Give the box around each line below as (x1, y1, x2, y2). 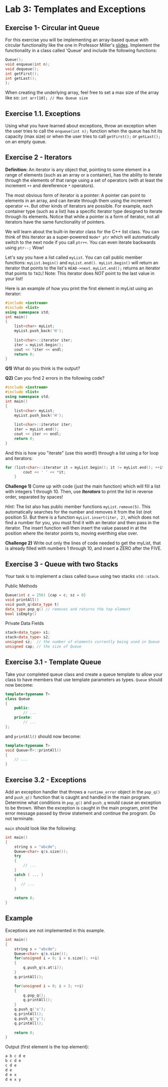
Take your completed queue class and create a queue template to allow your (5, 671, 163, 677)
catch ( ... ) (14, 872, 43, 877)
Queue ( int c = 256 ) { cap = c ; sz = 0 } (5, 593, 86, 598)
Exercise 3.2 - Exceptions (5, 775, 86, 784)
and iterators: (5, 455, 33, 461)
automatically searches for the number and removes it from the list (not (5, 509, 152, 515)
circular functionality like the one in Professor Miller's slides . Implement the (5, 42, 160, 48)
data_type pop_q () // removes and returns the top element (5, 606, 131, 611)
